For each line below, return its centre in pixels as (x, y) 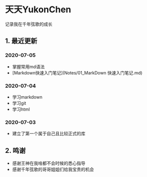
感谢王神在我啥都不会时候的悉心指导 (49, 163)
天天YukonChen (38, 10)
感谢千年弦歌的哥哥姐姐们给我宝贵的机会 (53, 170)
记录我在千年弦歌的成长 (29, 24)
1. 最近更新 (21, 41)
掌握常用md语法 (28, 67)
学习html (21, 109)
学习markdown (27, 97)
